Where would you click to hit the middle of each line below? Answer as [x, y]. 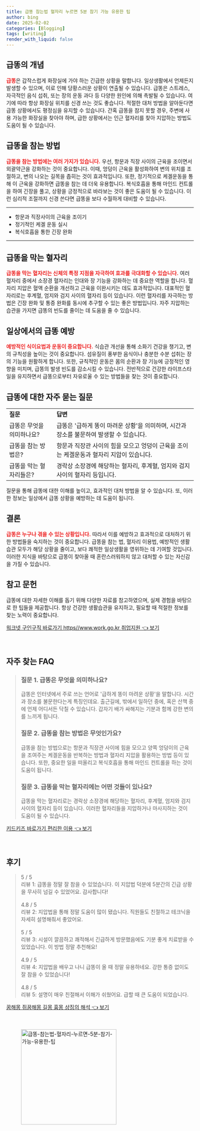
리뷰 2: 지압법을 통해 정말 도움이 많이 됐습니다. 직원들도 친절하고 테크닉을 [106, 912]
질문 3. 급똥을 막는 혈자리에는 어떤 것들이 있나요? [87, 787]
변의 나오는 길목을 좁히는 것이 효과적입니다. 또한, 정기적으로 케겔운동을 [105, 176]
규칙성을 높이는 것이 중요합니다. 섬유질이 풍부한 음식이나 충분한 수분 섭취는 [99, 354]
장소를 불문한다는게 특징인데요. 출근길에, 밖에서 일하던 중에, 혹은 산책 [107, 701]
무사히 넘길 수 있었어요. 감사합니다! [68, 891]
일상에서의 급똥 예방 [40, 331]
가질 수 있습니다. [31, 564]
